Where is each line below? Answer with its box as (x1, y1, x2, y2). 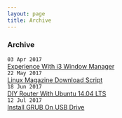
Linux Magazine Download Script (7, 75, 103, 84)
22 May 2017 (7, 70, 42, 77)
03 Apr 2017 (7, 55, 42, 63)
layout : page (7, 10, 46, 18)
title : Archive (7, 17, 52, 24)
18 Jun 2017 (7, 83, 42, 90)
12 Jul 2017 (7, 96, 42, 104)
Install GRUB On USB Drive (7, 103, 85, 111)
